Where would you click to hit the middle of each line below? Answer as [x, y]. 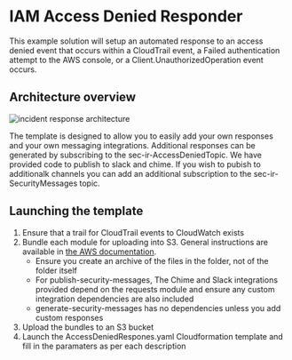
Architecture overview [72, 97]
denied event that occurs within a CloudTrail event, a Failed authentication [145, 50]
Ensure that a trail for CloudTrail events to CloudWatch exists [133, 232]
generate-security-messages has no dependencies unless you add [158, 308]
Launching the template [76, 211]
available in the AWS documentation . [89, 252]
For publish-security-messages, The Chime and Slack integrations [156, 280]
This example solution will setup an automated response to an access [136, 41]
